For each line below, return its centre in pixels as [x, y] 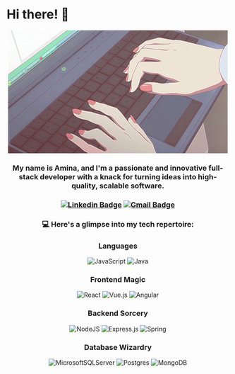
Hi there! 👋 [38, 15]
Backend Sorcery [118, 313]
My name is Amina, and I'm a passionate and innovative [110, 168]
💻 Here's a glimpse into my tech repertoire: [118, 224]
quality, [84, 186]
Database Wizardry [118, 347]
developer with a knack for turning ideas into [118, 176]
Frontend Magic [118, 279]
